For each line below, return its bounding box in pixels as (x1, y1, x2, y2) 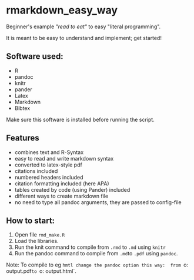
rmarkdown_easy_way (6, 4, 118, 17)
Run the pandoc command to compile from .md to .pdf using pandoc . (14, 250, 178, 257)
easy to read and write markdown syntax (14, 155, 114, 162)
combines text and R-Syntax (14, 148, 84, 156)
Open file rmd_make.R (14, 231, 65, 238)
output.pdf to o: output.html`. (6, 268, 76, 275)
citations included (14, 167, 58, 174)
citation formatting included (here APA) (14, 180, 109, 187)
